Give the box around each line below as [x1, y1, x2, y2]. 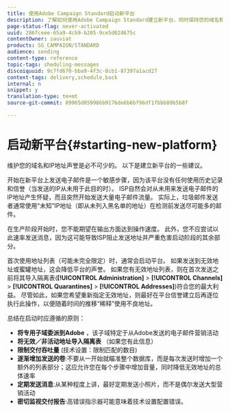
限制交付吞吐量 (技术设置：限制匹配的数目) [16, 345, 138, 354]
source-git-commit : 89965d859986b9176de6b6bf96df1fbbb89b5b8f [7, 100, 188, 106]
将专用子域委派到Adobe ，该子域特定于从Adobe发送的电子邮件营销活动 [16, 328, 219, 336]
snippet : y [7, 87, 38, 93]
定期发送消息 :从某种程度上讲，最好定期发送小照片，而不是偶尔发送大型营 [16, 380, 223, 388]
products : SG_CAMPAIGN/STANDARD [7, 42, 99, 49]
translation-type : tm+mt [7, 93, 78, 100]
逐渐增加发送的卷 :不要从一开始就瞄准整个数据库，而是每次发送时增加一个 [16, 354, 223, 363]
